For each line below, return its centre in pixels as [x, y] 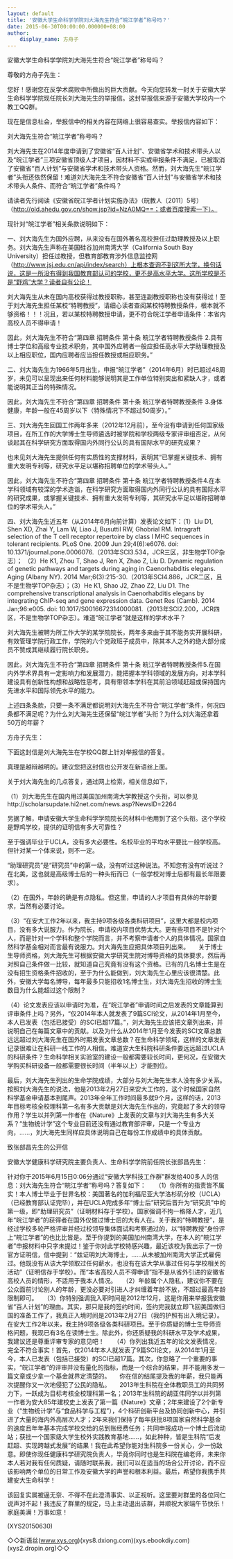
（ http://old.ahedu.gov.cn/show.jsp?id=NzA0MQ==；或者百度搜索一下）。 [112, 210]
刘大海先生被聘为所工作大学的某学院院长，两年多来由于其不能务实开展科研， [116, 633]
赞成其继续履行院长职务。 [55, 650]
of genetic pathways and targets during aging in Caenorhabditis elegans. [111, 569]
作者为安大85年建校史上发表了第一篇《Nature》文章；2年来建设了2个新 [115, 1402]
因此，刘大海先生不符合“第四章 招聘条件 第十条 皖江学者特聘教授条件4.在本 [114, 481]
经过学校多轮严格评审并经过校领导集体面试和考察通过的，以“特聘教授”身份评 [116, 1229]
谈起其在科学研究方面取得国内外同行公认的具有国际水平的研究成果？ [104, 443]
